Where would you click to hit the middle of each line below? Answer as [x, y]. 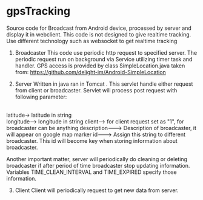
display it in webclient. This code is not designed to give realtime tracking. [99, 34]
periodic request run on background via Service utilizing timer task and [104, 59]
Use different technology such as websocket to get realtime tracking [92, 41]
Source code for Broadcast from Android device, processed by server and [99, 28]
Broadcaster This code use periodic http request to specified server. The [106, 52]
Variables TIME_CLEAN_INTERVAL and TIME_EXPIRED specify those [92, 172]
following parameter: [41, 97]
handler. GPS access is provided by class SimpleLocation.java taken [100, 66]
